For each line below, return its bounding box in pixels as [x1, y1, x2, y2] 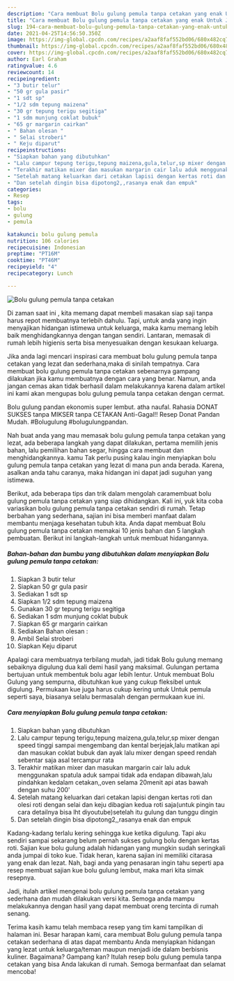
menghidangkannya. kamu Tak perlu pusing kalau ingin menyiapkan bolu [7, 453, 216, 461]
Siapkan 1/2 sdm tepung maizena [17, 597, 113, 606]
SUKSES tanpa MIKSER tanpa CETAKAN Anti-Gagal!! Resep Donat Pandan [7, 410, 220, 418]
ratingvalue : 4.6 [7, 62, 58, 69]
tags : [7, 199, 23, 206]
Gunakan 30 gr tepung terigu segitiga [17, 604, 125, 613]
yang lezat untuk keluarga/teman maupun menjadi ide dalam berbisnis [7, 945, 209, 953]
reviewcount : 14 [7, 69, 54, 76]
